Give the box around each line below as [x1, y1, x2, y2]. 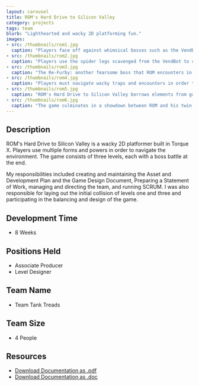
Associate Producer [14, 262, 63, 269]
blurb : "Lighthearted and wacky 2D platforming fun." [6, 31, 142, 37]
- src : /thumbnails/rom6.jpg [6, 97, 78, 103]
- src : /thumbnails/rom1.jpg [6, 42, 78, 48]
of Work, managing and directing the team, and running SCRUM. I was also [6, 183, 190, 191]
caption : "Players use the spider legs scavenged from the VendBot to [11, 58, 190, 64]
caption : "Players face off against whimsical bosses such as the [11, 48, 179, 53]
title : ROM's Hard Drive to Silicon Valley [6, 14, 115, 20]
